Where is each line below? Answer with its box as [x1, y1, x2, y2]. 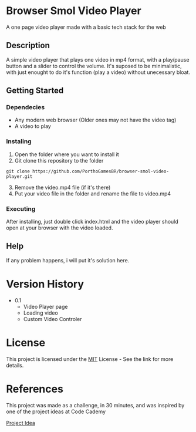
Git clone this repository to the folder [14, 157, 104, 164]
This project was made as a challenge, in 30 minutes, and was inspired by [6, 401, 185, 409]
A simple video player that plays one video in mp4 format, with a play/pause [6, 56, 190, 63]
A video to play [14, 123, 51, 130]
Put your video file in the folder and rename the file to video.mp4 [14, 190, 171, 197]
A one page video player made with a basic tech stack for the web [6, 23, 166, 31]
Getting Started [6, 86, 64, 96]
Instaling [6, 137, 32, 146]
